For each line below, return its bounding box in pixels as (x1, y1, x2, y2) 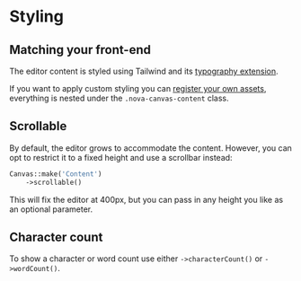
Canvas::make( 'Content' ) (9, 169, 102, 179)
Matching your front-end (9, 42, 151, 57)
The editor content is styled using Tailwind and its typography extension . (9, 66, 279, 76)
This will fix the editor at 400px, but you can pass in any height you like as (9, 194, 284, 205)
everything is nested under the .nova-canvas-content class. (9, 92, 229, 103)
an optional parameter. (9, 204, 93, 215)
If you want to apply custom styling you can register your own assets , (9, 83, 267, 93)
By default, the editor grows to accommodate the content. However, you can (9, 142, 292, 154)
